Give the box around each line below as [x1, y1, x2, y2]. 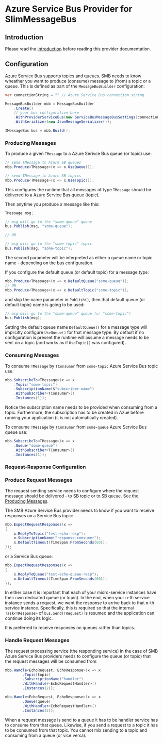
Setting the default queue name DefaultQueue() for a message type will [5, 324, 147, 330]
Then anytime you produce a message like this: [5, 201, 99, 207]
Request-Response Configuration [5, 464, 86, 471]
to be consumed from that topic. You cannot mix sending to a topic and [5, 727, 147, 733]
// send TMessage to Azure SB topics [5, 173, 81, 178]
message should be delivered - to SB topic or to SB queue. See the [5, 493, 139, 499]
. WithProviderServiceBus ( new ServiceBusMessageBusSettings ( [14, 115, 138, 120]
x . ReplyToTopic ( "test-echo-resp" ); [14, 531, 86, 536]
